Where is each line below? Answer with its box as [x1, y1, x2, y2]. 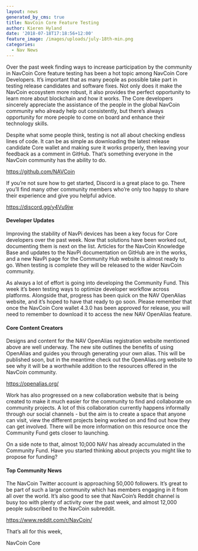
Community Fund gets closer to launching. [6, 429, 109, 436]
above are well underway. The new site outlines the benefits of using [6, 343, 174, 351]
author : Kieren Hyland [6, 25, 62, 31]
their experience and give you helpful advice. [6, 192, 116, 199]
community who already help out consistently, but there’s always [6, 107, 164, 114]
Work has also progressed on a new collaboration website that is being [6, 391, 179, 399]
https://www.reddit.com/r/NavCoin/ [6, 517, 93, 524]
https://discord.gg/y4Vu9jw [6, 203, 74, 210]
